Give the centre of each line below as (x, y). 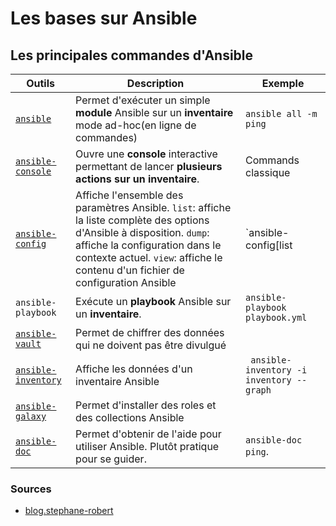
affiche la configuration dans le (148, 245)
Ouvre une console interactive (146, 154)
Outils (40, 83)
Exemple (283, 83)
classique (268, 172)
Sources (31, 489)
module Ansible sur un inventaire (154, 112)
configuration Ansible (126, 282)
